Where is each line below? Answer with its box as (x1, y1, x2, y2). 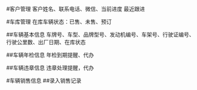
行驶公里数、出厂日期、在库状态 (6, 39, 86, 45)
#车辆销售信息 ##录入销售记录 (6, 77, 82, 84)
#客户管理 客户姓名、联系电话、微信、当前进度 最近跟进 (6, 5, 145, 12)
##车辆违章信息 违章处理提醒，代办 (6, 64, 94, 71)
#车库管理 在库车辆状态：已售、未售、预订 (6, 18, 112, 25)
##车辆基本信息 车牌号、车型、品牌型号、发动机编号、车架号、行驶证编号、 (6, 31, 195, 38)
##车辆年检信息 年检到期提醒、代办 (6, 51, 94, 59)
